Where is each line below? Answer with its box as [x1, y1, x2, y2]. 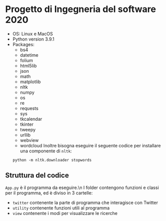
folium [20, 57, 34, 63]
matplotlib [20, 79, 41, 85]
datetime [20, 52, 39, 58]
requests [20, 105, 39, 111]
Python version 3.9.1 [12, 36, 54, 42]
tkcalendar [20, 116, 43, 122]
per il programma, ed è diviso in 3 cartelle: [5, 189, 93, 196]
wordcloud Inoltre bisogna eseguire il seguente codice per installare [20, 142, 161, 148]
